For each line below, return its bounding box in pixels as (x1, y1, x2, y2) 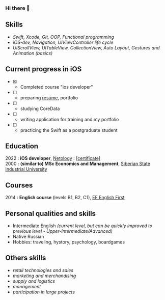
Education (5, 142, 39, 150)
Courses (5, 181, 33, 189)
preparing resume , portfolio (20, 94, 78, 101)
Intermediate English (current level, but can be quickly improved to (12, 223, 153, 229)
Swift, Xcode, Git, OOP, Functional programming (12, 34, 115, 40)
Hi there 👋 (5, 5, 31, 12)
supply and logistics (12, 278, 55, 284)
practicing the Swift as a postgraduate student (20, 127, 118, 133)
